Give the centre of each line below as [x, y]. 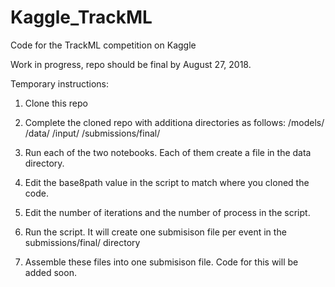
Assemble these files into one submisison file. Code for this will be [161, 262]
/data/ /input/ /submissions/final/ [92, 133]
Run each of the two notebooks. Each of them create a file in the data [168, 152]
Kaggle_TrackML [81, 17]
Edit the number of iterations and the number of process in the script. [167, 212]
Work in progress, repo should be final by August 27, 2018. [131, 64]
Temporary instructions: [60, 83]
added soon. [50, 272]
